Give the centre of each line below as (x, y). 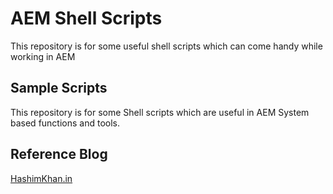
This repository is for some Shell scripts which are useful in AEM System (160, 112)
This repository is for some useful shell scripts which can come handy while (166, 46)
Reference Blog (59, 154)
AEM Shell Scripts (86, 18)
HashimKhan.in (41, 178)
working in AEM (43, 56)
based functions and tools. (65, 123)
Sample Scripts (59, 88)
